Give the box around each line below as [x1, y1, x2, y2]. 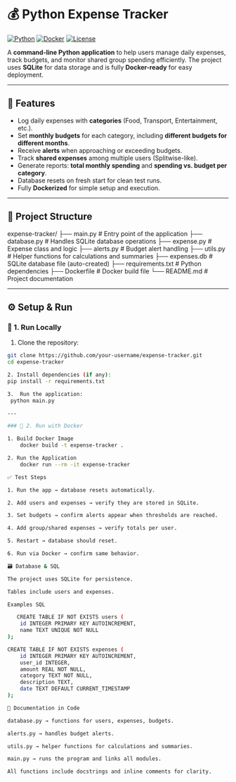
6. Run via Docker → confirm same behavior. [7, 550, 140, 557]
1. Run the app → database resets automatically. [7, 486, 156, 494]
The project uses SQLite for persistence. [7, 576, 133, 583]
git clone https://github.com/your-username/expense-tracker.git [7, 352, 202, 359]
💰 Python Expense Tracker [7, 6, 169, 23]
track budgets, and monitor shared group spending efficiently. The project [7, 55, 222, 64]
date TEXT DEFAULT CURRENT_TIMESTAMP [20, 685, 131, 693]
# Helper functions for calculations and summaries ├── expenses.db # [7, 252, 213, 260]
